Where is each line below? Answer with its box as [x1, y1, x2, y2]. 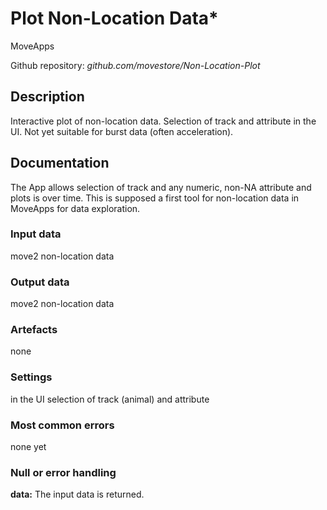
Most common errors [10, 418, 115, 432]
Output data [10, 275, 70, 289]
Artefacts [10, 323, 58, 337]
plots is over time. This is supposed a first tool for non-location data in [10, 192, 300, 204]
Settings [10, 370, 53, 384]
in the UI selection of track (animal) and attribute [10, 393, 210, 405]
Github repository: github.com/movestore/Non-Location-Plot [10, 59, 261, 71]
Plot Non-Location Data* [10, 7, 219, 30]
